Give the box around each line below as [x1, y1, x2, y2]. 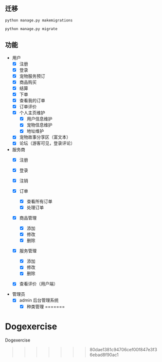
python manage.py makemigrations [5, 18, 73, 23]
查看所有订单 [26, 198, 53, 204]
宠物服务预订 [19, 73, 45, 79]
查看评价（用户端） [19, 281, 58, 287]
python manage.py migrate [5, 26, 57, 31]
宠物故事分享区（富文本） [19, 134, 71, 140]
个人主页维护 [19, 110, 45, 116]
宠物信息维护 [26, 122, 53, 128]
